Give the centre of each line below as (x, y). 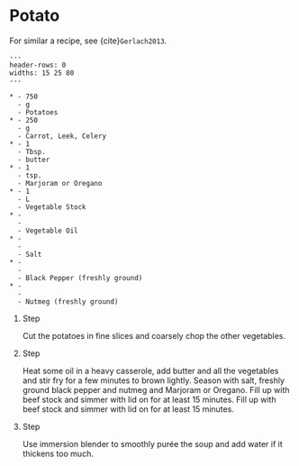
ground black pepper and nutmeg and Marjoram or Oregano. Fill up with (156, 389)
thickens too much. (58, 453)
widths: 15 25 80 (42, 73)
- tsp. (30, 175)
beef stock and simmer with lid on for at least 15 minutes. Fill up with (149, 399)
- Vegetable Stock (52, 207)
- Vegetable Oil (48, 231)
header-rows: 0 (38, 65)
